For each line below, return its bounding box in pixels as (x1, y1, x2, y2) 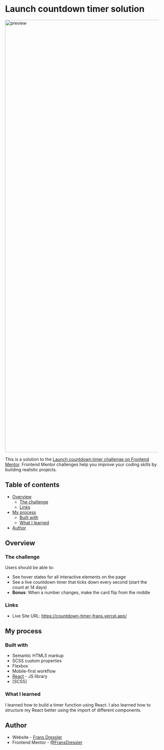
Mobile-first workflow (12, 668, 56, 674)
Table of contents (5, 481, 60, 489)
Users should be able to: (5, 565, 55, 571)
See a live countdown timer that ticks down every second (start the (12, 579, 147, 585)
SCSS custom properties (12, 658, 62, 664)
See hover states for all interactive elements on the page (12, 574, 126, 580)
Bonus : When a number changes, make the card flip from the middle (12, 590, 150, 595)
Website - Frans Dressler (12, 734, 62, 740)
